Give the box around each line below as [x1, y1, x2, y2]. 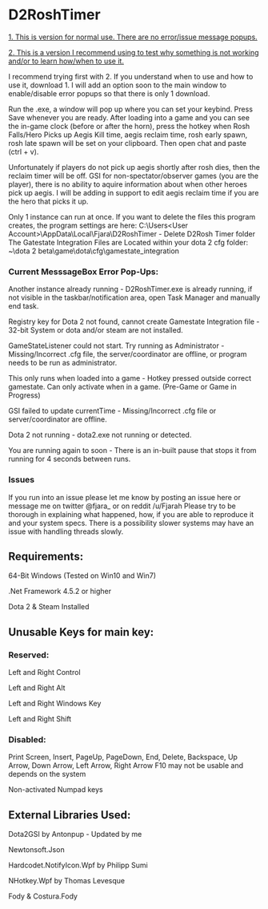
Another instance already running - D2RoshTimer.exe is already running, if [8, 285, 253, 294]
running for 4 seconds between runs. [8, 454, 131, 464]
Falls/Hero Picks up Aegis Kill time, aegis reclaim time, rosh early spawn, [8, 130, 248, 139]
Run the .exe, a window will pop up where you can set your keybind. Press [8, 104, 254, 114]
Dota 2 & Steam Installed [8, 602, 90, 612]
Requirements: [8, 549, 84, 563]
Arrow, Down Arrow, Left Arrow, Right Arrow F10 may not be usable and [8, 761, 244, 770]
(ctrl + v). [8, 147, 39, 156]
